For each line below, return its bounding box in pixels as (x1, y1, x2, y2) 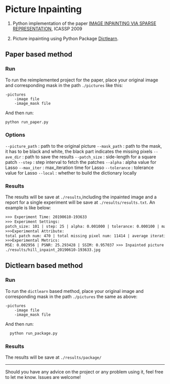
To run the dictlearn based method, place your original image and (5, 288, 144, 294)
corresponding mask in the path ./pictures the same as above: (5, 293, 138, 300)
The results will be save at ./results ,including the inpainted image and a (5, 194, 157, 200)
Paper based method (5, 50, 72, 59)
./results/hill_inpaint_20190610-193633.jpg (5, 247, 101, 252)
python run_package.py (10, 330, 58, 336)
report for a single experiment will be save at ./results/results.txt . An (5, 199, 155, 205)
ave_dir (5, 154, 22, 160)
